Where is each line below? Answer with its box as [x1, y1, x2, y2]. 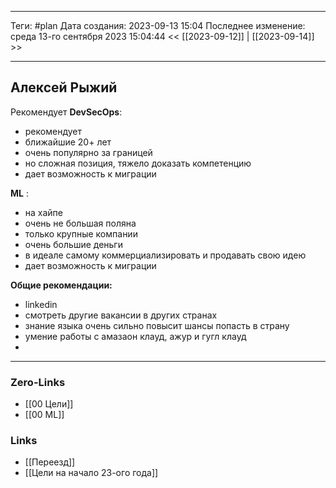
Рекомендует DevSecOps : [10, 106, 123, 118]
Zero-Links [10, 375, 66, 389]
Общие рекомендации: [10, 279, 113, 291]
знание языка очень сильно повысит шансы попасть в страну [24, 319, 290, 331]
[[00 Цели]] [24, 398, 74, 410]
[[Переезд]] [24, 456, 76, 468]
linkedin [24, 298, 58, 310]
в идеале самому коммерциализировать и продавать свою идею [24, 249, 307, 261]
